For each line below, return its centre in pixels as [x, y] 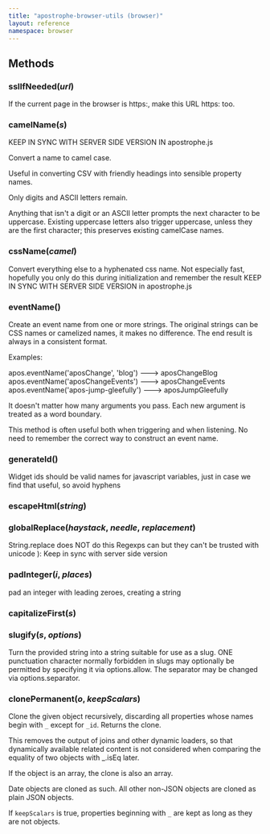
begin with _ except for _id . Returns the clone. [85, 725]
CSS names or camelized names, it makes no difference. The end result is [131, 333]
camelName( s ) [38, 124]
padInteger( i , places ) [50, 575]
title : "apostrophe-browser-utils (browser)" [86, 16]
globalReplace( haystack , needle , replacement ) [102, 528]
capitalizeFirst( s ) [42, 613]
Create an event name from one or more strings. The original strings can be [133, 324]
